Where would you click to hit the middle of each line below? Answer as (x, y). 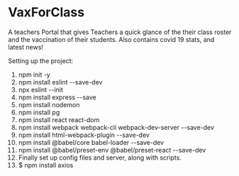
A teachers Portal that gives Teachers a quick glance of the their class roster (120, 32)
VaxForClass (46, 12)
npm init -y (34, 75)
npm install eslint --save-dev (60, 82)
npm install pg (39, 112)
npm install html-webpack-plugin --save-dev (84, 135)
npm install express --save (57, 97)
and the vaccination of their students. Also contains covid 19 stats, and (111, 39)
